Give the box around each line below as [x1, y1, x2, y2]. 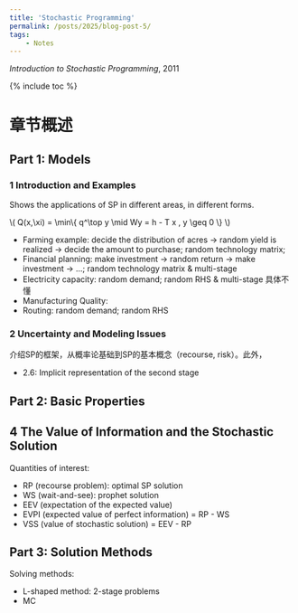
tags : [9, 30, 30, 39]
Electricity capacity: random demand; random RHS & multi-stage [22, 274, 264, 285]
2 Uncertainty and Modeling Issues [9, 327, 167, 340]
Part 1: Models [9, 151, 91, 167]
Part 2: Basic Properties [9, 393, 146, 409]
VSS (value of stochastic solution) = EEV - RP [22, 518, 192, 529]
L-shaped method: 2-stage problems [22, 586, 160, 597]
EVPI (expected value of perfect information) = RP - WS [22, 508, 230, 520]
